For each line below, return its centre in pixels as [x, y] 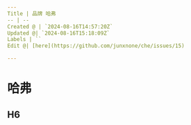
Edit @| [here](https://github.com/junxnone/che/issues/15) [96, 46]
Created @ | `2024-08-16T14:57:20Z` [60, 26]
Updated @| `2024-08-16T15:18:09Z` [59, 33]
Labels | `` [24, 40]
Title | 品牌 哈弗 [32, 14]
